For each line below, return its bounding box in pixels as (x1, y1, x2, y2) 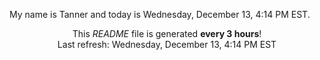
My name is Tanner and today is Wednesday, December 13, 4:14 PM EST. (9, 9, 311, 20)
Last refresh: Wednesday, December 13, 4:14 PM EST (57, 39, 277, 50)
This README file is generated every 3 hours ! (72, 28, 262, 39)
